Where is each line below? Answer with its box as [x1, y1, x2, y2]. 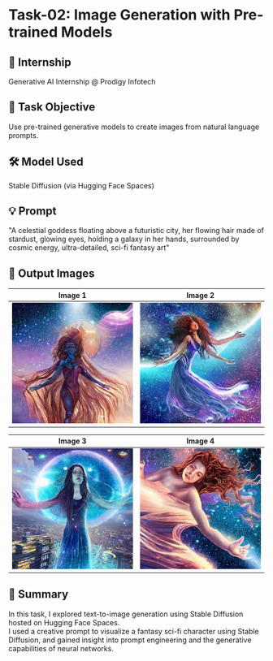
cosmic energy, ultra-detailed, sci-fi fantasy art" [8, 243, 170, 253]
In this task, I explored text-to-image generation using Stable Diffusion [8, 609, 244, 619]
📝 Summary [8, 587, 69, 602]
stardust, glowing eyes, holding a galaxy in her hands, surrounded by [8, 234, 240, 244]
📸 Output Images [8, 266, 95, 280]
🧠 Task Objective [8, 100, 96, 114]
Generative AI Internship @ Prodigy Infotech [8, 77, 156, 86]
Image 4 [186, 436, 215, 446]
